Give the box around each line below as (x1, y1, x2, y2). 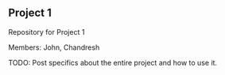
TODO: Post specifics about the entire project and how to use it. (8, 58, 217, 67)
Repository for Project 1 (8, 27, 85, 36)
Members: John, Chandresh (8, 43, 100, 52)
